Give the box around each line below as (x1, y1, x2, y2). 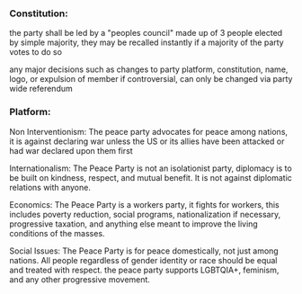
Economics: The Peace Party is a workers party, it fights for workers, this (9, 199, 280, 209)
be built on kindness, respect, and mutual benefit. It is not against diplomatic (9, 172, 292, 183)
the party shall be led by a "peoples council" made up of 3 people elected (9, 28, 283, 39)
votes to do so (9, 47, 63, 58)
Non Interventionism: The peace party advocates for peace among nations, (9, 126, 289, 137)
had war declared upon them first (9, 145, 133, 156)
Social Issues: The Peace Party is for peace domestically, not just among (9, 245, 279, 256)
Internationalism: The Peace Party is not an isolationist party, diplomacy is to (9, 163, 292, 174)
